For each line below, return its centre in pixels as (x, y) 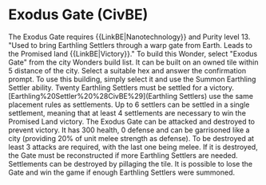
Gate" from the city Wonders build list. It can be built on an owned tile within (133, 62)
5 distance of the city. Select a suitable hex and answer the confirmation (127, 70)
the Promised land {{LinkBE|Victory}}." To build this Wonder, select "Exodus (133, 53)
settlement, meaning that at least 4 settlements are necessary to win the (127, 112)
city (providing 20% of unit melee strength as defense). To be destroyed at (131, 138)
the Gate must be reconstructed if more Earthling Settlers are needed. (123, 155)
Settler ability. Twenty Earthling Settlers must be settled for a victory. (121, 87)
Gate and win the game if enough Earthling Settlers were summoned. (122, 172)
